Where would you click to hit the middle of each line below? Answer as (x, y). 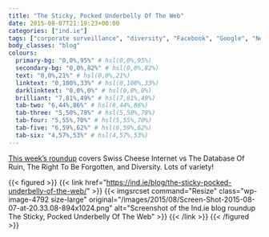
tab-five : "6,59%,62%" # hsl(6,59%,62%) (84, 128)
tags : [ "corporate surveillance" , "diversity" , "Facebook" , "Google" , (128, 38)
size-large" (69, 199)
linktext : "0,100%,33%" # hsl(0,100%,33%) (87, 83)
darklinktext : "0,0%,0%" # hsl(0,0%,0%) (84, 90)
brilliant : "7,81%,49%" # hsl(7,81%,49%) (86, 98)
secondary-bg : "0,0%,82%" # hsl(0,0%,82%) (87, 68)
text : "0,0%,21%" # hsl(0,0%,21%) (73, 76)
